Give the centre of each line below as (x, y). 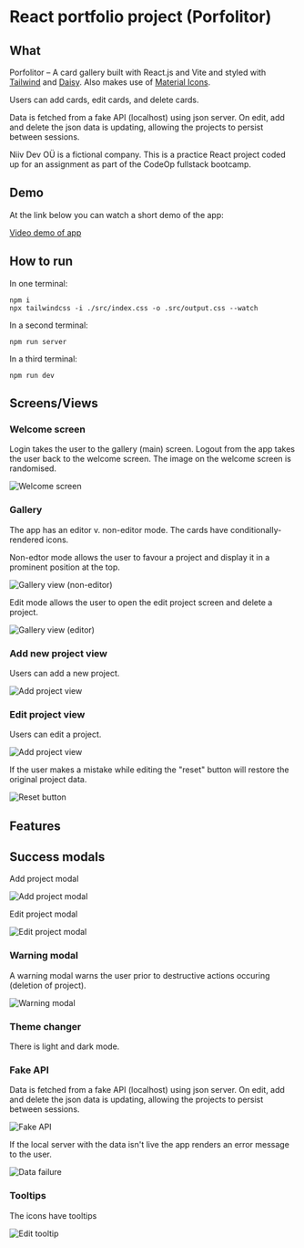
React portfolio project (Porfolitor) (141, 17)
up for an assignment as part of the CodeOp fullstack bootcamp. (131, 164)
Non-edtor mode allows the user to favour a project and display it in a (140, 557)
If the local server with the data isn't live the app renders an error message (149, 1145)
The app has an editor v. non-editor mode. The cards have (119, 530)
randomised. (33, 468)
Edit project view (47, 714)
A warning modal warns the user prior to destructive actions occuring (140, 975)
